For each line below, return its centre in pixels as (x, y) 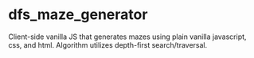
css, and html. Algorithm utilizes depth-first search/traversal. (108, 44)
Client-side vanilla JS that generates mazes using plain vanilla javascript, (127, 37)
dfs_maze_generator (78, 15)
